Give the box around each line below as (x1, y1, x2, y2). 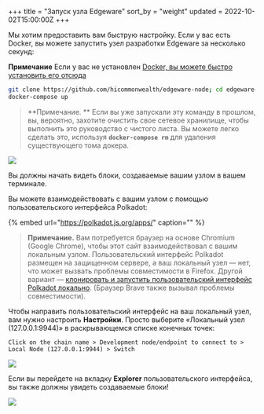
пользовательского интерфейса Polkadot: (8, 202, 148, 211)
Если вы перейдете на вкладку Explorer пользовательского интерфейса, (8, 373, 253, 383)
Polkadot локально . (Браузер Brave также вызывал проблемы (27, 283, 235, 292)
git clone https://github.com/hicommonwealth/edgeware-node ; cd (8, 86, 223, 93)
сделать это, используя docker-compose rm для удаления (27, 132, 216, 141)
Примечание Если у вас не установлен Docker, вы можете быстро (8, 62, 233, 71)
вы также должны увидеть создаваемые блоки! (8, 382, 169, 391)
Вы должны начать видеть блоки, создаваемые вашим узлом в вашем (8, 170, 246, 180)
